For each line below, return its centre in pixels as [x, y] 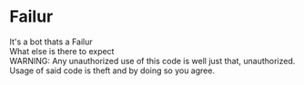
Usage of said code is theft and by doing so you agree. [112, 71]
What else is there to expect [62, 51]
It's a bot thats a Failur [51, 42]
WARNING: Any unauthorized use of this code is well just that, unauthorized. [152, 61]
